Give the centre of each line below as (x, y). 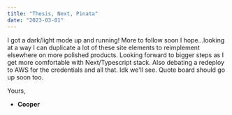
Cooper (29, 104)
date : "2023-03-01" (36, 20)
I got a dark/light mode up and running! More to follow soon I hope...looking (116, 40)
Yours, (16, 91)
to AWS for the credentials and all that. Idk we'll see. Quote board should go (116, 70)
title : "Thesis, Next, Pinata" (53, 14)
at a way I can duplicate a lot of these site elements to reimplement (104, 47)
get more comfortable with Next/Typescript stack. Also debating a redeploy (116, 62)
